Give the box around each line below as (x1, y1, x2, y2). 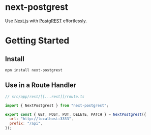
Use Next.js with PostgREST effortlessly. (5, 18, 87, 24)
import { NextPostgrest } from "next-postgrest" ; (5, 103, 109, 108)
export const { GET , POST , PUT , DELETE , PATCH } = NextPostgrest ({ (5, 112, 147, 117)
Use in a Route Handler (5, 81, 76, 90)
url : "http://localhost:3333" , (9, 116, 74, 122)
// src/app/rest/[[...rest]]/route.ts (5, 94, 85, 99)
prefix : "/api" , (9, 121, 43, 126)
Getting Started (5, 35, 70, 46)
